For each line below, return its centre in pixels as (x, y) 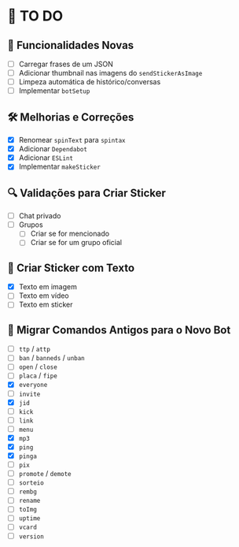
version (31, 536)
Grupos (31, 225)
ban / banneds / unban (52, 358)
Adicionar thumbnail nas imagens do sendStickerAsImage (110, 73)
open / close (38, 367)
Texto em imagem (48, 287)
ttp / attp (34, 349)
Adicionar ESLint (46, 158)
